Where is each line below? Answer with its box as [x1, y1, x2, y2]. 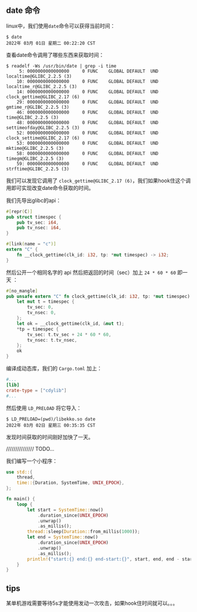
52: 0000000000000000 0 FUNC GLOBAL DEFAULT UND [16, 130, 159, 136]
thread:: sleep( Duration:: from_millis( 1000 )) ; [27, 529, 141, 535]
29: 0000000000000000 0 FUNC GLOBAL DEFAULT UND [16, 99, 159, 105]
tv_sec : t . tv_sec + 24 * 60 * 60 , [27, 332, 111, 337]
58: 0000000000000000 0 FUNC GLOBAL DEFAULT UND [16, 151, 159, 156]
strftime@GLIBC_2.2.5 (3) [6, 166, 69, 172]
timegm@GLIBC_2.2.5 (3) [6, 155, 64, 162]
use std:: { [6, 469, 33, 475]
